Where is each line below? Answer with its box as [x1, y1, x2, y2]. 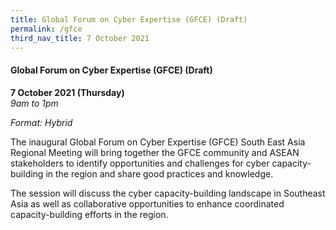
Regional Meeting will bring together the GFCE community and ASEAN [10, 146, 300, 158]
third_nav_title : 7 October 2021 [10, 33, 150, 43]
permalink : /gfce [10, 24, 83, 34]
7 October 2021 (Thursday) [10, 86, 125, 98]
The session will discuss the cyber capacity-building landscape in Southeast [10, 187, 326, 199]
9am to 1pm [10, 97, 59, 109]
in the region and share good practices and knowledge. [45, 167, 274, 180]
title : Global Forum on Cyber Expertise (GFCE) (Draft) [10, 14, 248, 25]
